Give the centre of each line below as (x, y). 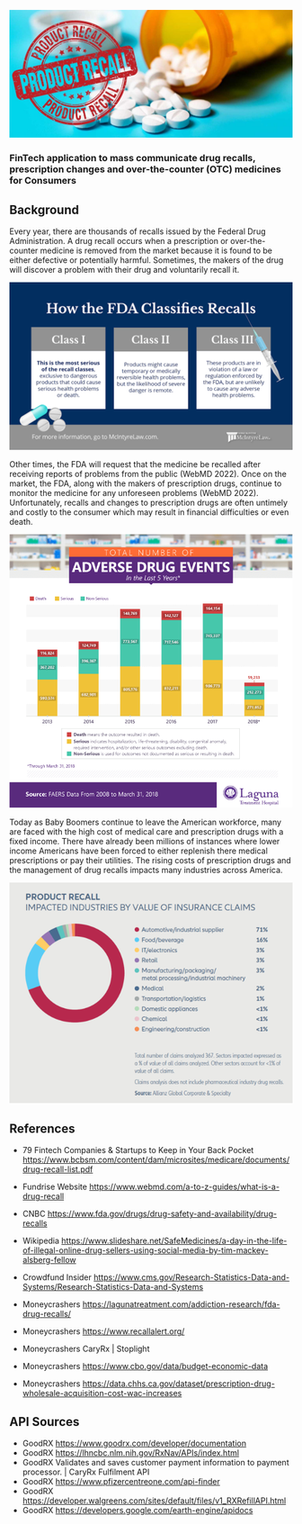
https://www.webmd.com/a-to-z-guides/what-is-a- (185, 1187)
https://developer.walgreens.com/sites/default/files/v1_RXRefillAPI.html (154, 1501)
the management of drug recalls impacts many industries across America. (146, 870)
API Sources (44, 1422)
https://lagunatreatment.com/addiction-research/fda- (181, 1304)
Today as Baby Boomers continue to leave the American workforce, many (145, 822)
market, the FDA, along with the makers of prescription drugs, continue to (146, 483)
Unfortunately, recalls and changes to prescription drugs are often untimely (149, 503)
